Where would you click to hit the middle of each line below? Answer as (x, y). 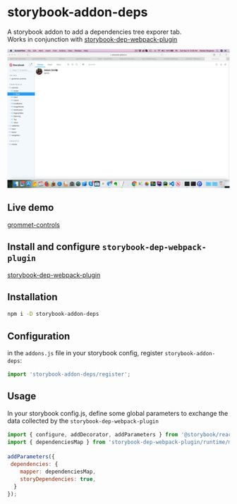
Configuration (39, 336)
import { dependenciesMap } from (56, 442)
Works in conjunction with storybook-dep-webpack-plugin (92, 39)
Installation (32, 297)
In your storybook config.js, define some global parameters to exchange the (118, 413)
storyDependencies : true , (58, 479)
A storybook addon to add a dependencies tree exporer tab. (95, 32)
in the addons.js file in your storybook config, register (85, 353)
